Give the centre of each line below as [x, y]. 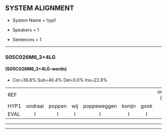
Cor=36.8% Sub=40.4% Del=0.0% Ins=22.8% [60, 80]
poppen [58, 106]
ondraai [35, 106]
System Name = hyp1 [34, 20]
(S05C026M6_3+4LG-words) [36, 69]
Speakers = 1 [26, 30]
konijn [128, 106]
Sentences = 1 [27, 39]
